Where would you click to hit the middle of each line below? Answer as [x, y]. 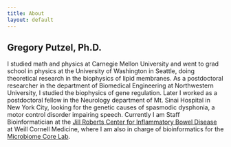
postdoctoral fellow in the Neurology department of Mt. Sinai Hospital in [109, 101]
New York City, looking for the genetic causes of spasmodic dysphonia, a [111, 107]
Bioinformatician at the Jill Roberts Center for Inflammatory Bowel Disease [112, 122]
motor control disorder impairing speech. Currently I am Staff [93, 115]
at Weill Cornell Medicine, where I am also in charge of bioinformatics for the [115, 129]
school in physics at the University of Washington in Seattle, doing [101, 71]
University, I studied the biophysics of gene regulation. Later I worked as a [112, 93]
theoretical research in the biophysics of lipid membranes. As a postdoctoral [115, 79]
